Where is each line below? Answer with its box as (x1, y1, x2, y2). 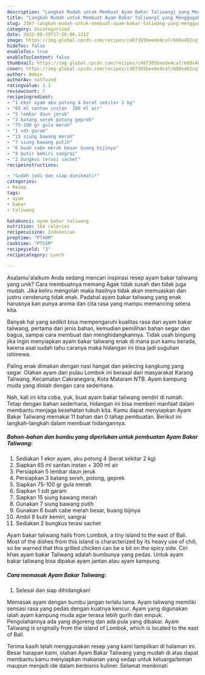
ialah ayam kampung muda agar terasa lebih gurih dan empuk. (7, 612, 164, 619)
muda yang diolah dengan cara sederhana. (7, 381, 115, 389)
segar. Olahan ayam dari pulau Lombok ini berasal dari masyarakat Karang (7, 369, 193, 376)
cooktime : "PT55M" (7, 241, 54, 247)
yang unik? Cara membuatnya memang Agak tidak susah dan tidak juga (7, 280, 186, 288)
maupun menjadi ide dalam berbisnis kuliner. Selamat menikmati (7, 662, 168, 670)
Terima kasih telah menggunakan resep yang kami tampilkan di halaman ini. (7, 643, 196, 650)
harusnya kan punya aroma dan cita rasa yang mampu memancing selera (7, 300, 191, 307)
